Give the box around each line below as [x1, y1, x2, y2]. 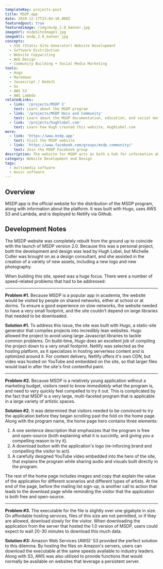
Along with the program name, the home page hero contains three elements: [5, 418, 158, 424]
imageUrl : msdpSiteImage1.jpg [5, 30, 66, 34]
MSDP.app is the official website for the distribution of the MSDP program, [5, 200, 154, 207]
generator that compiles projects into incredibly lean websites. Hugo [5, 328, 142, 333]
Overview [5, 188, 35, 196]
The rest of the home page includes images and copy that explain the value [5, 473, 156, 479]
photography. [5, 263, 32, 270]
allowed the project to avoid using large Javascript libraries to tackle [5, 332, 142, 338]
